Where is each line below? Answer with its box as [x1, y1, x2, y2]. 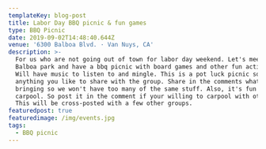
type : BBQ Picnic [8, 26, 66, 34]
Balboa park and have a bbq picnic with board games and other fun [15, 63, 243, 71]
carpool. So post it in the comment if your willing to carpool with [15, 92, 249, 100]
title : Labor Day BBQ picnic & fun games [8, 19, 147, 27]
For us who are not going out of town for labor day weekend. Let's [15, 56, 246, 64]
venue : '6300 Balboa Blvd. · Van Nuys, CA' [8, 41, 154, 49]
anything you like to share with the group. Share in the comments [15, 77, 243, 85]
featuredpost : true [8, 107, 73, 115]
